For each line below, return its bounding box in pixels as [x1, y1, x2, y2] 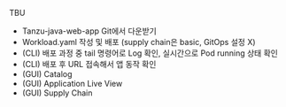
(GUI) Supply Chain [21, 88, 93, 98]
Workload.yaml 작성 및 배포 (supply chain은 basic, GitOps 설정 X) [21, 37, 256, 47]
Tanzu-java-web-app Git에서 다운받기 [21, 26, 157, 36]
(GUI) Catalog [21, 69, 73, 79]
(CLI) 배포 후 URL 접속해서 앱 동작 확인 [21, 59, 157, 69]
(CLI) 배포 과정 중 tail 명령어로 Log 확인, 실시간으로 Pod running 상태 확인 [21, 48, 279, 58]
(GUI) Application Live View [21, 79, 123, 88]
